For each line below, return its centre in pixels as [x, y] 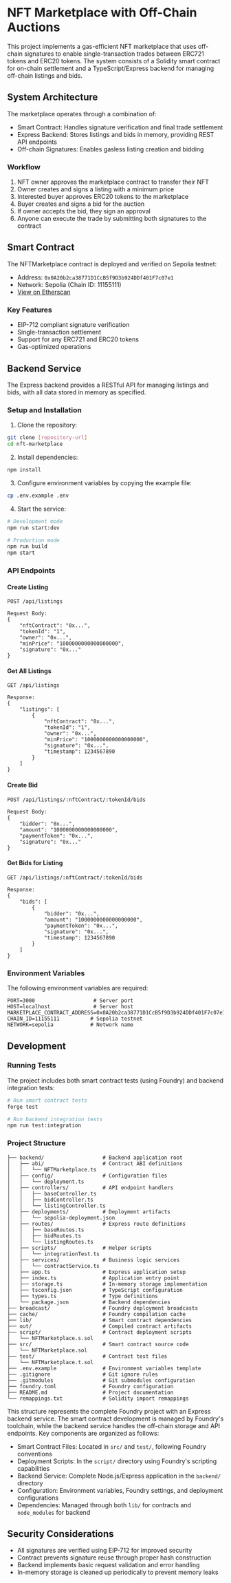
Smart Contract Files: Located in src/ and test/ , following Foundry [111, 1446]
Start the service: [42, 509]
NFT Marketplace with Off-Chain [102, 13]
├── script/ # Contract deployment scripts [100, 1332]
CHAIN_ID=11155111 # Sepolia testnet [75, 1019]
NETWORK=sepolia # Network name [70, 1025]
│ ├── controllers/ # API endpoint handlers [90, 1188]
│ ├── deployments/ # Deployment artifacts [89, 1212]
